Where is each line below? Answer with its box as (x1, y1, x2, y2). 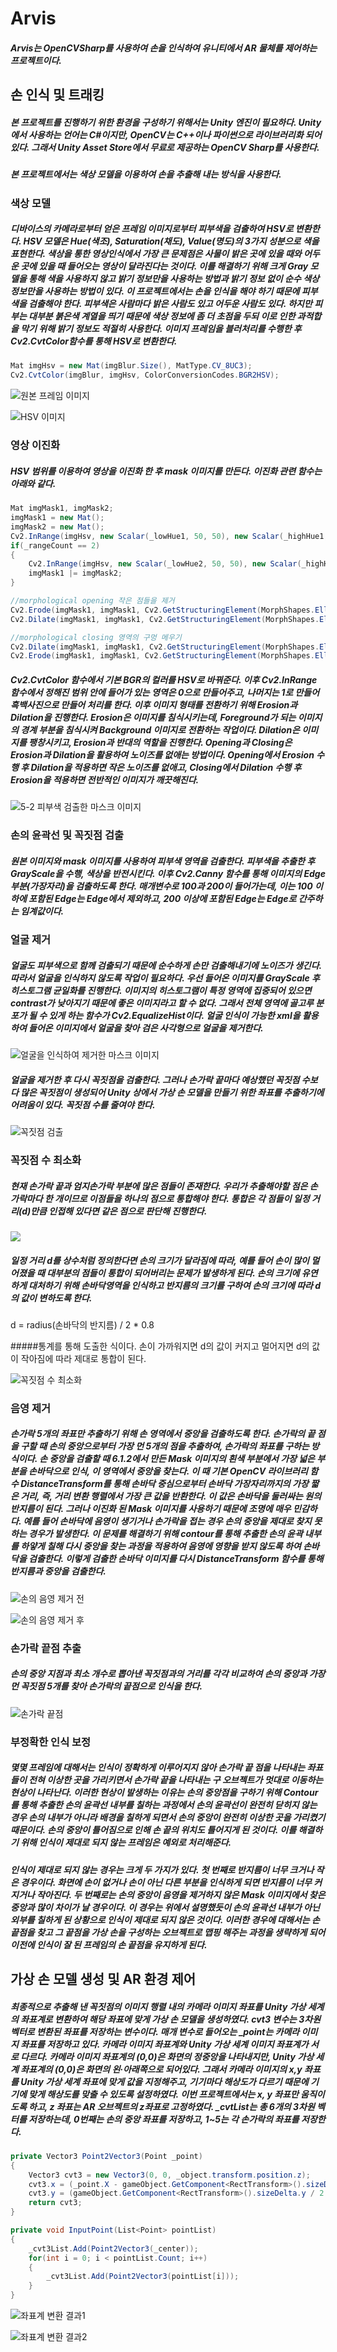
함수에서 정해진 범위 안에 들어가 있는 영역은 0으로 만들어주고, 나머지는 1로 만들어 (10, 686, 320, 698)
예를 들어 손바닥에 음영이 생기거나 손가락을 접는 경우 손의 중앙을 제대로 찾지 (23, 1515, 312, 1527)
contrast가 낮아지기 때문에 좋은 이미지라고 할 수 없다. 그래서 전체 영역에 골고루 (10, 997, 314, 1009)
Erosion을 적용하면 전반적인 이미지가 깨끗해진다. (10, 773, 200, 786)
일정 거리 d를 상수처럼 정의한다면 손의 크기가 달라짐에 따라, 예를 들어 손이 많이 (10, 1254, 310, 1266)
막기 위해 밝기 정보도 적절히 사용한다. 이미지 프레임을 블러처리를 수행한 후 (20, 323, 302, 335)
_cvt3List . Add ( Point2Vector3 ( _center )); (28, 2243, 199, 2254)
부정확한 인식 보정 (10, 1735, 92, 1749)
